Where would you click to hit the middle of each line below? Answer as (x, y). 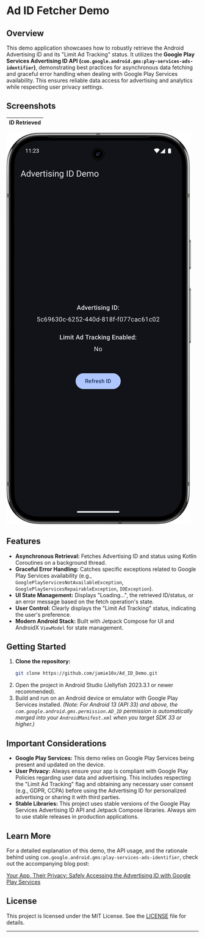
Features (23, 541)
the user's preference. (43, 614)
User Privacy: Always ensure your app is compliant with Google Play (102, 771)
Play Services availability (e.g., (54, 575)
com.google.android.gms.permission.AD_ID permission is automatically (104, 711)
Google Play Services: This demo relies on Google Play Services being (104, 758)
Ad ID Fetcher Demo (58, 11)
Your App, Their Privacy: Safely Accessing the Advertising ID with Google (99, 875)
